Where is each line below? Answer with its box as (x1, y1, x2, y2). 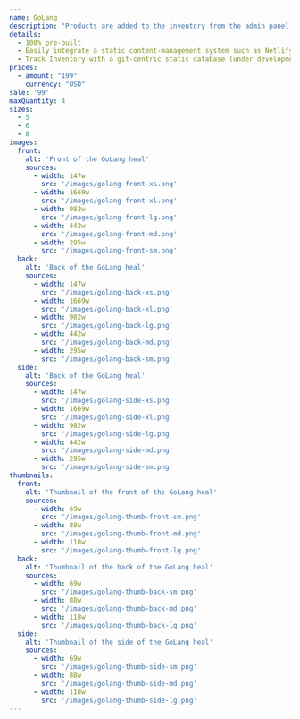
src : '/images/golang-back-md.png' (41, 338, 174, 347)
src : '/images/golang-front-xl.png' (41, 196, 178, 206)
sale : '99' (9, 88, 50, 97)
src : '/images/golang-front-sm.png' (41, 246, 178, 255)
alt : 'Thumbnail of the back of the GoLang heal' (25, 562, 214, 571)
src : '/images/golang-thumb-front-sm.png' (41, 512, 202, 522)
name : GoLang (9, 13, 58, 22)
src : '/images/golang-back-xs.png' (41, 287, 174, 296)
